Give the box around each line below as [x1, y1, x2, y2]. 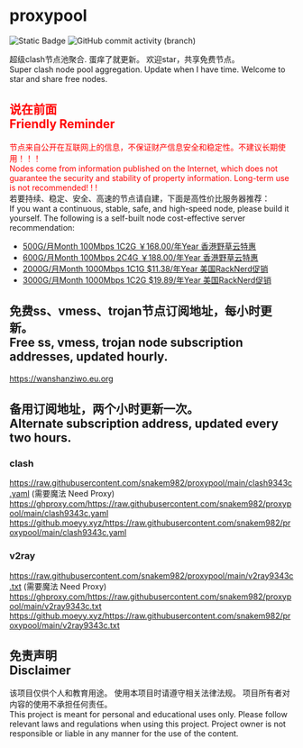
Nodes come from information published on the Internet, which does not [9, 163, 278, 174]
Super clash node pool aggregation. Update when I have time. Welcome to [9, 64, 286, 75]
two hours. [9, 430, 72, 445]
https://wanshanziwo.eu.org [9, 373, 115, 384]
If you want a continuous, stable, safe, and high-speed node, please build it [9, 203, 289, 214]
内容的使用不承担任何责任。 [9, 699, 113, 710]
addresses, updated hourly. [9, 349, 169, 365]
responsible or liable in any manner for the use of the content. [9, 728, 239, 739]
